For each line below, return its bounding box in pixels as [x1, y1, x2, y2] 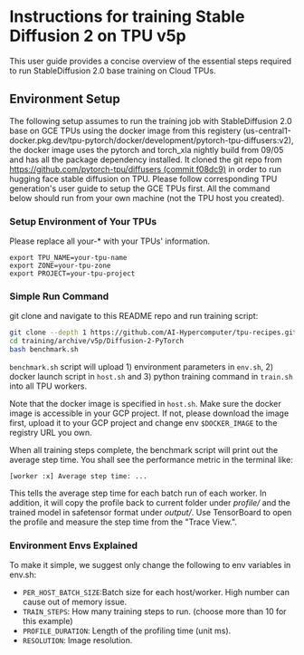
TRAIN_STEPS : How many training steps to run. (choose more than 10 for [22, 606, 287, 617]
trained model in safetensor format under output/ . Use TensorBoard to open [9, 506, 292, 517]
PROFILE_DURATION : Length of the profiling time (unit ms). [22, 625, 232, 636]
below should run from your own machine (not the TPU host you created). [9, 192, 285, 203]
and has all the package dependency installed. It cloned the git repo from [9, 154, 282, 165]
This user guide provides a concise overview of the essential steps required [9, 55, 292, 66]
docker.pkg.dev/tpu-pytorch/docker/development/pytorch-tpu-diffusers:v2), [9, 134, 294, 146]
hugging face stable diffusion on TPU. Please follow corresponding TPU [9, 173, 278, 184]
